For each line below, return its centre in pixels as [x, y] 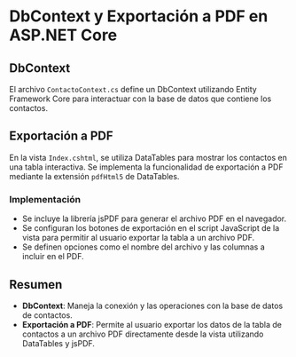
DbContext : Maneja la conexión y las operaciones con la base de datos [152, 305]
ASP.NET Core [63, 35]
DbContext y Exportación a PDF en [139, 16]
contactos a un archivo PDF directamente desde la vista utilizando [143, 334]
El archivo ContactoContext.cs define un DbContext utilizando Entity [133, 89]
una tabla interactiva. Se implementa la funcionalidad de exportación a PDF [146, 167]
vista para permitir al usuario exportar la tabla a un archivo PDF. [138, 238]
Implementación [45, 199]
